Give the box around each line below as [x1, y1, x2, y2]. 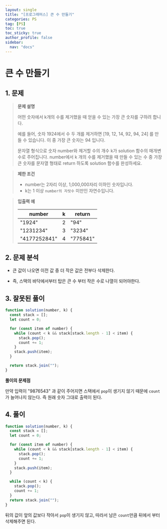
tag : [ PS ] [5, 21, 26, 26]
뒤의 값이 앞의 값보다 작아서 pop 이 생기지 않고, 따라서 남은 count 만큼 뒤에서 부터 [5, 512, 160, 518]
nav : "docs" [9, 44, 35, 49]
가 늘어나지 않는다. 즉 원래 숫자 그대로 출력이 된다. [5, 394, 102, 400]
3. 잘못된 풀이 [5, 294, 45, 302]
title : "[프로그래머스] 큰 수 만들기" [5, 12, 74, 17]
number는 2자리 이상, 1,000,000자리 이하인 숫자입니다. [24, 181, 133, 187]
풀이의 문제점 [5, 377, 31, 383]
